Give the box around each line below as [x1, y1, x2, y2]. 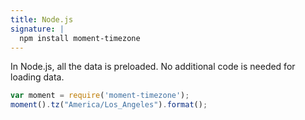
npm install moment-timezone [19, 33, 141, 43]
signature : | [10, 24, 65, 34]
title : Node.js [10, 14, 74, 25]
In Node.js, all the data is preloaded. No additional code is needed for [10, 61, 296, 73]
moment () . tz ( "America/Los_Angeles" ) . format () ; [10, 100, 208, 110]
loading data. [10, 71, 65, 83]
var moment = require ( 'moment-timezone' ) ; [10, 91, 190, 101]
